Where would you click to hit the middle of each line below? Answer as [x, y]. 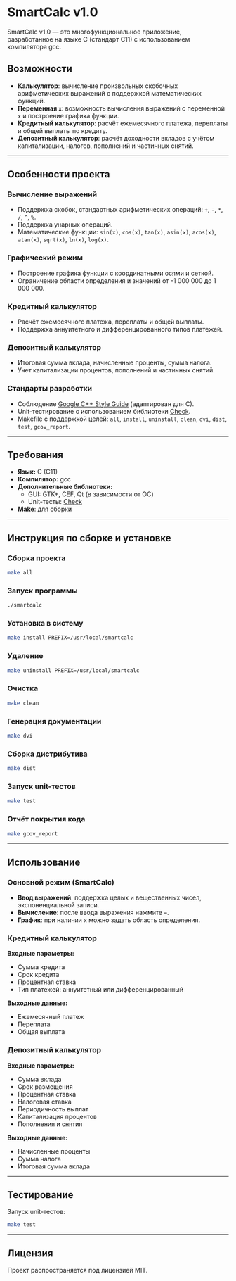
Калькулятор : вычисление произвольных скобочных [98, 86]
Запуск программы [43, 591]
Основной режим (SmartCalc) [61, 882]
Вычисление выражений [52, 194]
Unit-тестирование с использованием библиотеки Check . [104, 411]
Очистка [23, 688]
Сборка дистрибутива [47, 754]
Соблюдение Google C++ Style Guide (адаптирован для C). [106, 404]
